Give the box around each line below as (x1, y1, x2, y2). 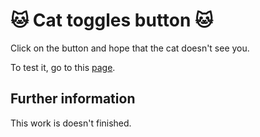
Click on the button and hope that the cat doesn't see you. (10, 42, 250, 54)
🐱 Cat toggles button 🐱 (10, 9, 214, 32)
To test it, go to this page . (10, 61, 116, 73)
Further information (10, 90, 136, 108)
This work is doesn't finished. (10, 117, 132, 129)
